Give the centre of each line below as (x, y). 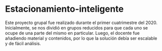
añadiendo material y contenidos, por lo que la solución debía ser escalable (81, 38)
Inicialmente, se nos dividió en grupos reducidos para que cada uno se (77, 27)
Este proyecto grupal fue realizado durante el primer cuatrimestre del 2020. (81, 23)
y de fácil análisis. (23, 43)
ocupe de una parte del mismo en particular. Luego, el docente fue (72, 33)
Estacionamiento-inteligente (64, 9)
